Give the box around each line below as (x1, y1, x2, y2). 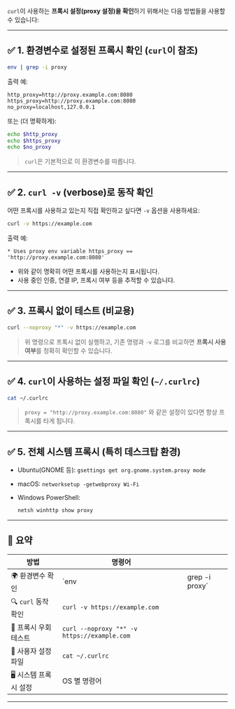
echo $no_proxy (7, 144, 52, 151)
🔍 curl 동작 (10, 596, 49, 606)
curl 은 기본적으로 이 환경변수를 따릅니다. (24, 157, 136, 166)
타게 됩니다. (43, 417, 76, 425)
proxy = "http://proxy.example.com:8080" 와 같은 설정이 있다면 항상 (24, 408, 218, 417)
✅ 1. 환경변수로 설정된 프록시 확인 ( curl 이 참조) (7, 45, 198, 57)
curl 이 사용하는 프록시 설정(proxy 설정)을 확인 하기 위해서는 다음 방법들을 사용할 (7, 7, 226, 15)
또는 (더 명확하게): (7, 116, 57, 125)
